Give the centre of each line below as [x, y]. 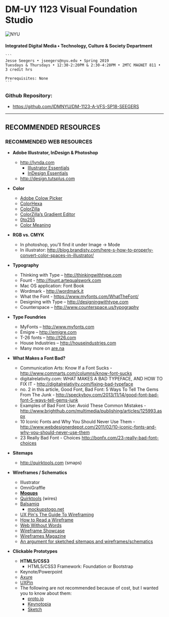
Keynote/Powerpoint [41, 572]
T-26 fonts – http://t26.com [48, 338]
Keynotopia [39, 604]
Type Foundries [29, 317]
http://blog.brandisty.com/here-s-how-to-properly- [100, 250]
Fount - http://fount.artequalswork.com [61, 280]
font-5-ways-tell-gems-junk [49, 400]
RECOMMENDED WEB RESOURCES [49, 142]
